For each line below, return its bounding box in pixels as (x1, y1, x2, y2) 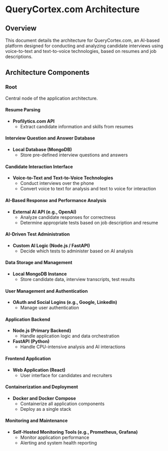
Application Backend (5, 316, 51, 322)
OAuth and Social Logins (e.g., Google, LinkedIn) (12, 299, 118, 305)
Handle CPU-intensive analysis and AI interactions (20, 344, 126, 350)
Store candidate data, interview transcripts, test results (20, 276, 136, 282)
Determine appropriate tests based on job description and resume (20, 219, 158, 225)
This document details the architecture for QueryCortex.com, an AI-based (5, 37, 160, 43)
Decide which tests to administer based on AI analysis (20, 248, 133, 254)
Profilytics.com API (12, 118, 55, 124)
